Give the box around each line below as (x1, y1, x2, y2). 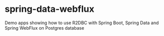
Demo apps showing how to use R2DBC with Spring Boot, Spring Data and (5, 20, 159, 26)
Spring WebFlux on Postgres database (5, 25, 85, 31)
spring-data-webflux (5, 3, 95, 15)
